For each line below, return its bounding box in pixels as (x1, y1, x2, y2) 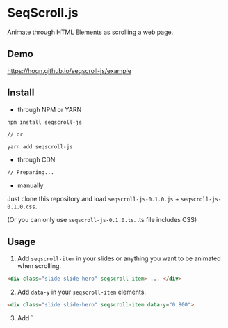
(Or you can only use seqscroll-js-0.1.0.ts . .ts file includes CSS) (7, 216, 197, 224)
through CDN (17, 155, 56, 164)
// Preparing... (7, 169, 54, 175)
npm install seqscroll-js (7, 118, 82, 126)
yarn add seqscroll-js (7, 143, 73, 150)
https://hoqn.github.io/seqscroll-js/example (7, 66, 132, 75)
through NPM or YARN (17, 105, 82, 114)
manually (17, 181, 44, 189)
